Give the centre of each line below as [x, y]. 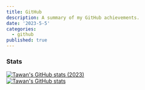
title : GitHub [24, 12]
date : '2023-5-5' [28, 23]
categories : [21, 29]
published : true [27, 40]
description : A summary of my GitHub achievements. [73, 18]
